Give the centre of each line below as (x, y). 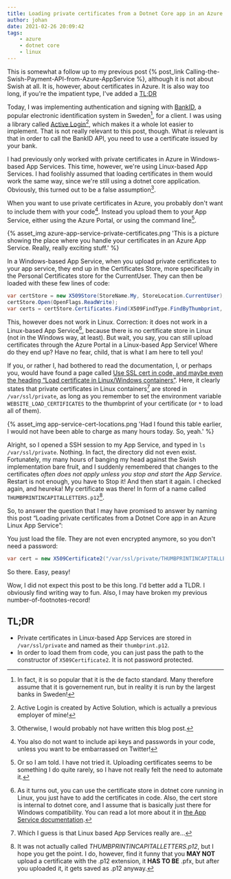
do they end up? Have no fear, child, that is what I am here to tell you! (105, 352)
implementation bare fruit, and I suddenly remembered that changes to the (113, 467)
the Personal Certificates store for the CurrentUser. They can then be (105, 276)
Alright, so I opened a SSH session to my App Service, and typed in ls (107, 445)
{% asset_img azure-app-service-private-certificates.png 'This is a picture (113, 233)
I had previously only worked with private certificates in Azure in (98, 159)
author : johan (27, 20)
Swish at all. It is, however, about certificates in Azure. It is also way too (108, 86)
